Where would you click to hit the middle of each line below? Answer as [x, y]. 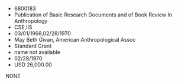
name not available [37, 52]
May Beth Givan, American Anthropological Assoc [75, 40]
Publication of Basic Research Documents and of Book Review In [93, 15]
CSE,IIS [23, 27]
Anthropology [31, 21]
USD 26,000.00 [33, 65]
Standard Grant [33, 46]
